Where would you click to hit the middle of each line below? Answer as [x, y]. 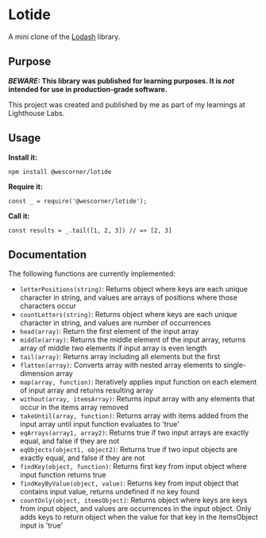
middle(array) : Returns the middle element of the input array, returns [133, 340]
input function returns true [63, 475]
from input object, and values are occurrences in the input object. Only [135, 509]
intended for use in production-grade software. [88, 89]
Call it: [19, 215]
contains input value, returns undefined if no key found [110, 492]
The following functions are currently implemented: [92, 274]
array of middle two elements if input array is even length [113, 348]
